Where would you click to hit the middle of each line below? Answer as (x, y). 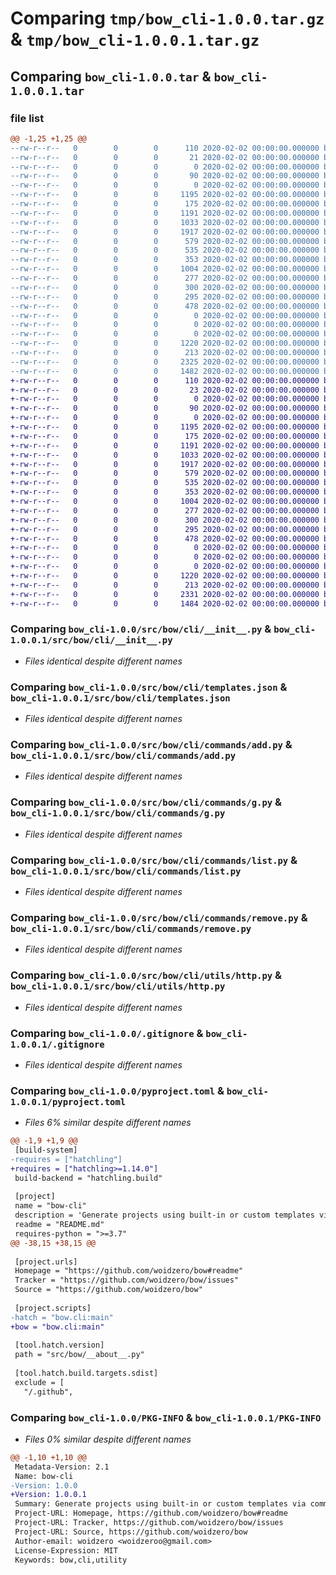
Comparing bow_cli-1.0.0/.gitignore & (107, 1033)
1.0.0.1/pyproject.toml (68, 1101)
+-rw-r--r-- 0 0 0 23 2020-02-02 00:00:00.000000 (165, 390)
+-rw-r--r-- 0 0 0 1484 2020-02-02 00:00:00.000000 (165, 603)
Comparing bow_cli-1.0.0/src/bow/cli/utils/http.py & (146, 975)
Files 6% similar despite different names (108, 1123)
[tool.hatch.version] (59, 1345)
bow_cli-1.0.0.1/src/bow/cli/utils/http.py (118, 986)
